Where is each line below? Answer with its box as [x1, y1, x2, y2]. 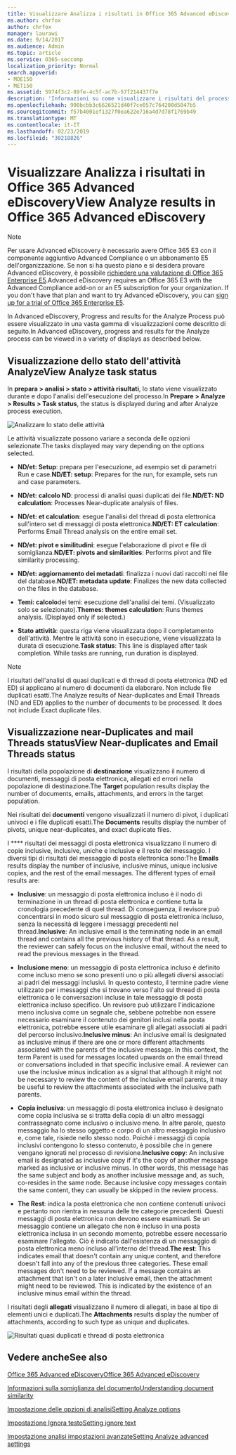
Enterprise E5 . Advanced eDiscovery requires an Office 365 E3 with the [7, 276, 213, 285]
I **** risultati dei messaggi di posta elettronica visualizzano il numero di [7, 839, 217, 847]
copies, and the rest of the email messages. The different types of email [7, 868, 216, 877]
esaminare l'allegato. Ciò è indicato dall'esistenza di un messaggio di [17, 1237, 217, 1245]
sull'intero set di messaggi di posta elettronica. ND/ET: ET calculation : [17, 520, 219, 528]
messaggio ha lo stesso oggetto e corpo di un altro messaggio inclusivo [17, 1125, 226, 1135]
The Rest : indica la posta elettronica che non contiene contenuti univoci [17, 1199, 226, 1208]
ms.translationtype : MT [7, 115, 77, 122]
